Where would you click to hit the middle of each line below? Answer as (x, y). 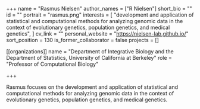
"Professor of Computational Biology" (52, 64)
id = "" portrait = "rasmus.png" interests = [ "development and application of (100, 15)
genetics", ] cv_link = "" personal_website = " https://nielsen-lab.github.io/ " (97, 34)
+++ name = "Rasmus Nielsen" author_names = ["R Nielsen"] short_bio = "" (99, 9)
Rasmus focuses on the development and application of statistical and (92, 87)
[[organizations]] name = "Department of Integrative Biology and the (90, 52)
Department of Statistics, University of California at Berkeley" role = (89, 58)
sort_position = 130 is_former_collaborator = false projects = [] (83, 40)
